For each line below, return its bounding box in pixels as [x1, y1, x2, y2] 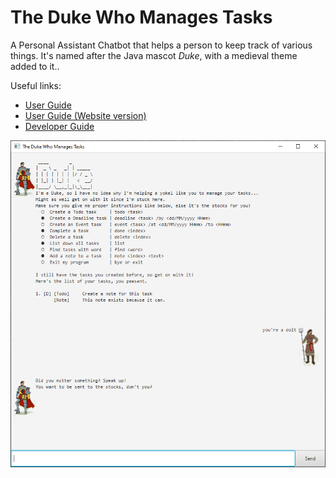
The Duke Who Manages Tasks [10, 6, 273, 29]
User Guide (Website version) [24, 109, 147, 121]
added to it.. [10, 60, 60, 72]
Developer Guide [24, 120, 95, 132]
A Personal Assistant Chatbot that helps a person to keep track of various [10, 39, 313, 51]
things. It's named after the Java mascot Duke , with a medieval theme [10, 49, 298, 61]
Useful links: [10, 79, 62, 91]
